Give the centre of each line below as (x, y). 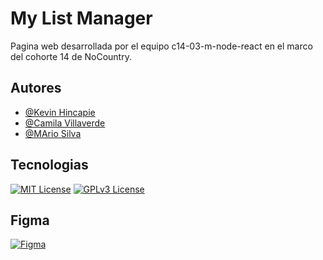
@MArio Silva (53, 133)
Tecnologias (49, 165)
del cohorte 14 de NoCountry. (71, 56)
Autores (36, 88)
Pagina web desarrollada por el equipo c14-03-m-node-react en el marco (161, 46)
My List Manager (81, 18)
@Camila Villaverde (65, 123)
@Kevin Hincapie (60, 112)
